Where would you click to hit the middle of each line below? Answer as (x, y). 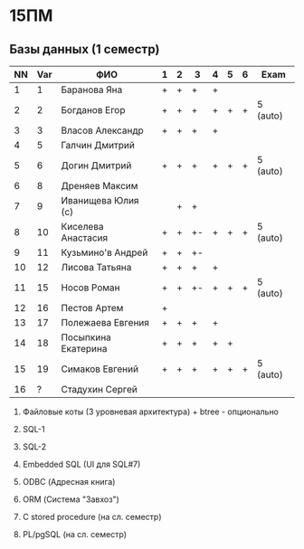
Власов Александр (103, 130)
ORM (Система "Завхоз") (71, 499)
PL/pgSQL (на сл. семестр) (75, 534)
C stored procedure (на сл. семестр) (92, 517)
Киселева (82, 227)
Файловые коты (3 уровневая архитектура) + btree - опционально (150, 412)
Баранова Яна (92, 90)
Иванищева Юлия (100, 200)
